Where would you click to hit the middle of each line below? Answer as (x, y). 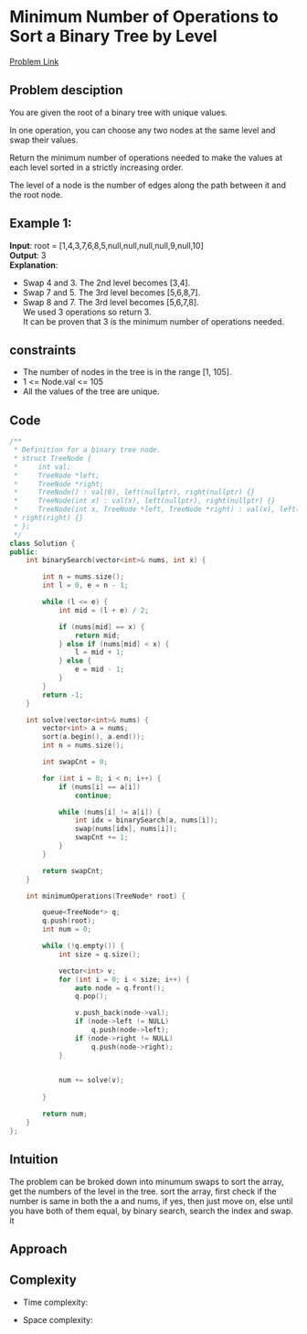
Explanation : (34, 265)
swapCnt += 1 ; (101, 838)
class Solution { (42, 543)
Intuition (34, 1160)
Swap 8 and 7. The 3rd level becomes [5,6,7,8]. (111, 302)
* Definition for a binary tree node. (87, 450)
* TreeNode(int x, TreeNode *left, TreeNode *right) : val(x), (144, 509)
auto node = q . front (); (120, 988)
